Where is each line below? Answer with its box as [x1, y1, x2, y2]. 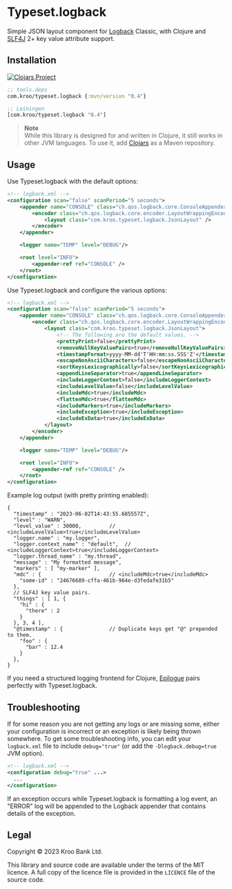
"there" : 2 [25, 607, 60, 614]
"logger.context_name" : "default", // [13, 541, 131, 548]
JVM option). [7, 749, 44, 758]
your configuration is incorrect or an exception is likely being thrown [7, 727, 202, 735]
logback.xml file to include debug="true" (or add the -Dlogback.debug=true [7, 742, 217, 750]
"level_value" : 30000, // [13, 523, 116, 530]
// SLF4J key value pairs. [13, 589, 91, 596]
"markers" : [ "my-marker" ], [13, 565, 100, 572]
